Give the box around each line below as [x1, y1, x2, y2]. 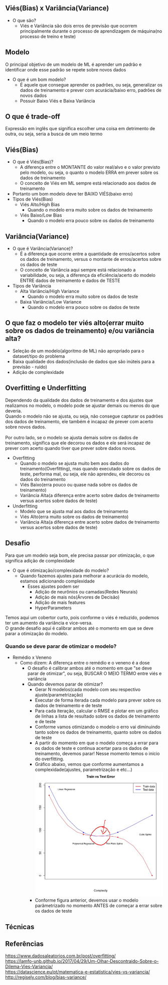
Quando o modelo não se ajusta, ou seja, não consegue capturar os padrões [5, 413, 163, 419]
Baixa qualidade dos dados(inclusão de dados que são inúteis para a [12, 358, 155, 364]
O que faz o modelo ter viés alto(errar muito [5, 319, 144, 327]
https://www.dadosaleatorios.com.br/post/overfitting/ [5, 953, 116, 959]
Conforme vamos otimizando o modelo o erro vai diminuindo [35, 724, 160, 730]
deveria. [5, 408, 22, 414]
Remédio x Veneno [12, 654, 52, 660]
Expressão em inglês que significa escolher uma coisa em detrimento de [5, 126, 155, 132]
